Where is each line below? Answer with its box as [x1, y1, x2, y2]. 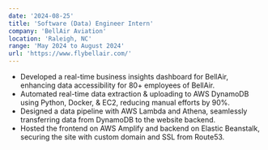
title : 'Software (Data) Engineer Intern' [8, 19, 154, 28]
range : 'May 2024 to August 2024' [8, 42, 125, 50]
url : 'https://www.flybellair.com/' [8, 49, 132, 58]
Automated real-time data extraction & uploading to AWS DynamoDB [19, 89, 249, 98]
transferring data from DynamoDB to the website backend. [19, 115, 216, 124]
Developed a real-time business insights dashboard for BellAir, [19, 72, 229, 81]
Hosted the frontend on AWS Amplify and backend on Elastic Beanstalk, [19, 123, 261, 133]
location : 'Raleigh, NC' [8, 34, 92, 43]
